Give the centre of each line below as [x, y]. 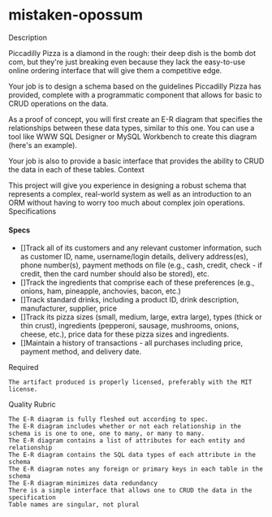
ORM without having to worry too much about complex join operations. [127, 202]
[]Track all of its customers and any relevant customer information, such [141, 248]
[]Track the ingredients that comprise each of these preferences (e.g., [137, 283]
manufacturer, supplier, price [69, 308]
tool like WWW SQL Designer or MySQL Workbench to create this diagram [133, 137]
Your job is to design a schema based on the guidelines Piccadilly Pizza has [135, 86]
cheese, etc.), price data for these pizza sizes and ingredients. [125, 334]
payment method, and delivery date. [81, 352]
